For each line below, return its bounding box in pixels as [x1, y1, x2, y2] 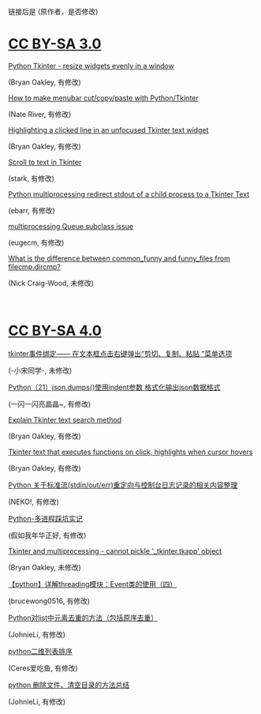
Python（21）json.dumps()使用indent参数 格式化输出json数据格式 [8, 382, 221, 392]
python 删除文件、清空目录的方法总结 [8, 680, 130, 690]
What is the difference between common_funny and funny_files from [8, 254, 230, 263]
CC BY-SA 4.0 [8, 322, 103, 340]
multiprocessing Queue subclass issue [8, 221, 134, 231]
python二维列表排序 [8, 646, 73, 656]
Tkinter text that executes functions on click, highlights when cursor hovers [8, 447, 253, 457]
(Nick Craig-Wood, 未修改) [8, 278, 95, 287]
